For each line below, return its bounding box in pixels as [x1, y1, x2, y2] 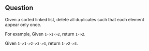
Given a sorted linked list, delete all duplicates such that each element [5, 16, 144, 22]
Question [5, 4, 33, 12]
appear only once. [5, 22, 42, 27]
